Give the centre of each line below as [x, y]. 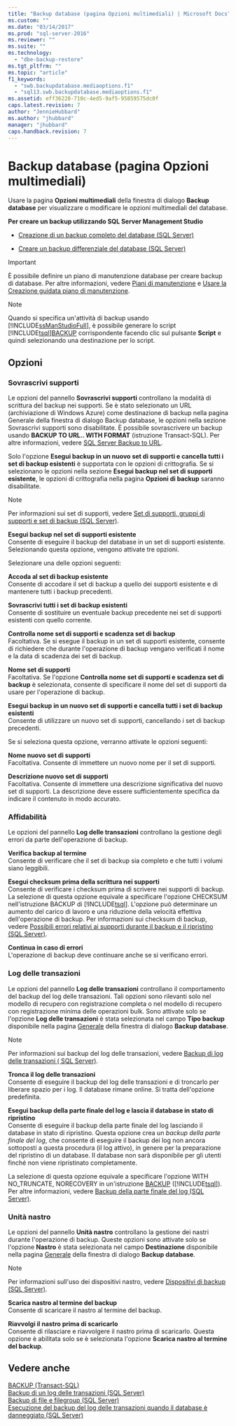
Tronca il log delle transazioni [52, 1074]
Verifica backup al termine [47, 853]
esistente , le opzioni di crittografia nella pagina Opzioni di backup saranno [116, 479]
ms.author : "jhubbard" [41, 118]
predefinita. [25, 1097]
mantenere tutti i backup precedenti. [61, 591]
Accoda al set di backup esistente [58, 576]
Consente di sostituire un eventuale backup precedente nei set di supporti [115, 613]
